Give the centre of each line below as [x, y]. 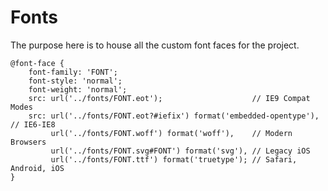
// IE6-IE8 [33, 124]
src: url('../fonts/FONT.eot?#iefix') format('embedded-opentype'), [174, 116]
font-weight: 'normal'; [78, 89]
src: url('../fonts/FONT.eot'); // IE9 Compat [169, 98]
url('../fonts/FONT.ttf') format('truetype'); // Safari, [174, 159]
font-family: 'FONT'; [73, 72]
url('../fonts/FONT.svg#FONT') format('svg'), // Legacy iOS [180, 151]
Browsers [28, 142]
